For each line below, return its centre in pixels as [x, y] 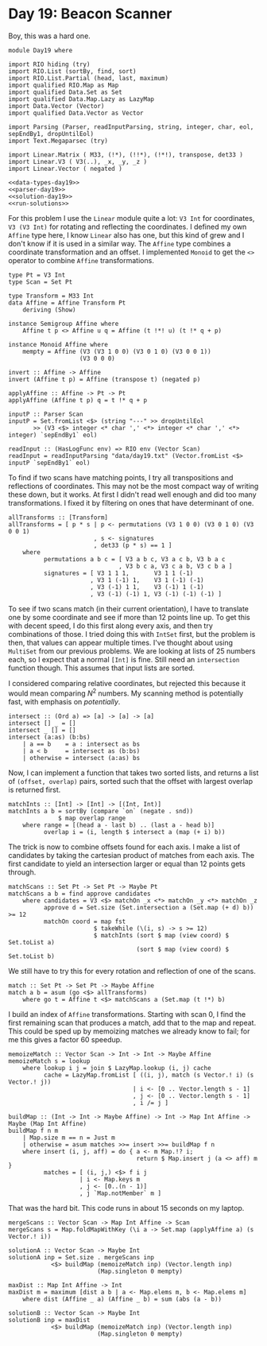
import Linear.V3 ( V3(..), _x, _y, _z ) [78, 161]
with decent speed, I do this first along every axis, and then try [110, 626]
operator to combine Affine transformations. [81, 260]
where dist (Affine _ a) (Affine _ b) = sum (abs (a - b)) [122, 1299]
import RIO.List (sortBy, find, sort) [72, 71]
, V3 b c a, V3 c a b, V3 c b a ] [175, 566]
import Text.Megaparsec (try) [58, 141]
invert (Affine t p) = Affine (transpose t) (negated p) [104, 379]
